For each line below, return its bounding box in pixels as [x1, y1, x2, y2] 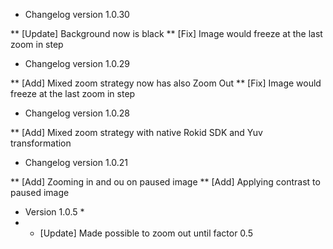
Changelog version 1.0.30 [24, 9, 130, 20]
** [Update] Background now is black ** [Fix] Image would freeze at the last [10, 28, 323, 39]
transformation [10, 137, 72, 149]
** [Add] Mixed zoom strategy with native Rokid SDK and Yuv [10, 127, 263, 138]
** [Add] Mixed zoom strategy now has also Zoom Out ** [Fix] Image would [10, 77, 322, 89]
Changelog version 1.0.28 [24, 107, 130, 119]
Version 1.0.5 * [24, 206, 85, 218]
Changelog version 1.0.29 [24, 58, 131, 69]
